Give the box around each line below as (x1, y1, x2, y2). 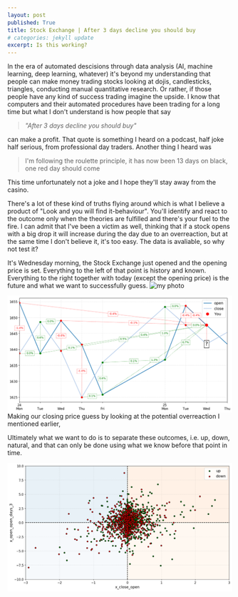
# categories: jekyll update (7, 34, 94, 41)
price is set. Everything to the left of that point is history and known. (7, 266, 207, 275)
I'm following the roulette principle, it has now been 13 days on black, (24, 157, 228, 165)
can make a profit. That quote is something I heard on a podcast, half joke (7, 136, 224, 144)
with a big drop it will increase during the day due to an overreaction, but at (7, 230, 228, 238)
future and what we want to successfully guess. (7, 282, 148, 290)
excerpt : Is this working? (7, 41, 88, 49)
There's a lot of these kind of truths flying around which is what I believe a (7, 200, 225, 208)
